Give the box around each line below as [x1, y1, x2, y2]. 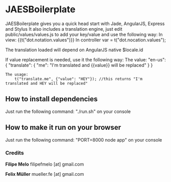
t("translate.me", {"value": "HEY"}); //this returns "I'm [14, 76, 143, 81]
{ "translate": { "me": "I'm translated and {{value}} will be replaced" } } [5, 62, 153, 68]
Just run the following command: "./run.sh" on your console [5, 108, 131, 115]
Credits [5, 149, 24, 156]
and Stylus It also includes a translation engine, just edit [5, 26, 123, 32]
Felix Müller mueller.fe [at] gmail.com [5, 171, 84, 177]
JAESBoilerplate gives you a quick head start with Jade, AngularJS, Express [5, 20, 165, 27]
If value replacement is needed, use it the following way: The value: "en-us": [5, 56, 166, 62]
